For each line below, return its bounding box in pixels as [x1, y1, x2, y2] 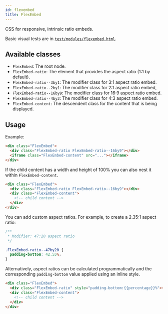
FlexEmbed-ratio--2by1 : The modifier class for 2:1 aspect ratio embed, [12, 85, 157, 91]
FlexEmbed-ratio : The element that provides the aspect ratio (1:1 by [12, 69, 150, 75]
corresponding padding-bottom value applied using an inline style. [5, 271, 140, 277]
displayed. [12, 106, 34, 112]
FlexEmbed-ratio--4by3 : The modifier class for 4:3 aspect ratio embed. [12, 95, 158, 101]
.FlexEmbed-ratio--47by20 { [5, 247, 64, 252]
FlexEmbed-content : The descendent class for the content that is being [12, 101, 157, 107]
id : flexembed [5, 7, 35, 13]
